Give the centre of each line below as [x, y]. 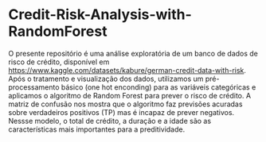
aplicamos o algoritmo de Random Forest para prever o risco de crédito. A [130, 95]
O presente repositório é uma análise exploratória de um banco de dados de [133, 53]
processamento [34, 87]
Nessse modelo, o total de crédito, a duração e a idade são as [110, 121]
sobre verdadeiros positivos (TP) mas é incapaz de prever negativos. [121, 112]
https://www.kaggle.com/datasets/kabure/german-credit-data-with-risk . [127, 70]
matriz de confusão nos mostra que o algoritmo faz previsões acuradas [125, 104]
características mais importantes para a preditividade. [97, 129]
